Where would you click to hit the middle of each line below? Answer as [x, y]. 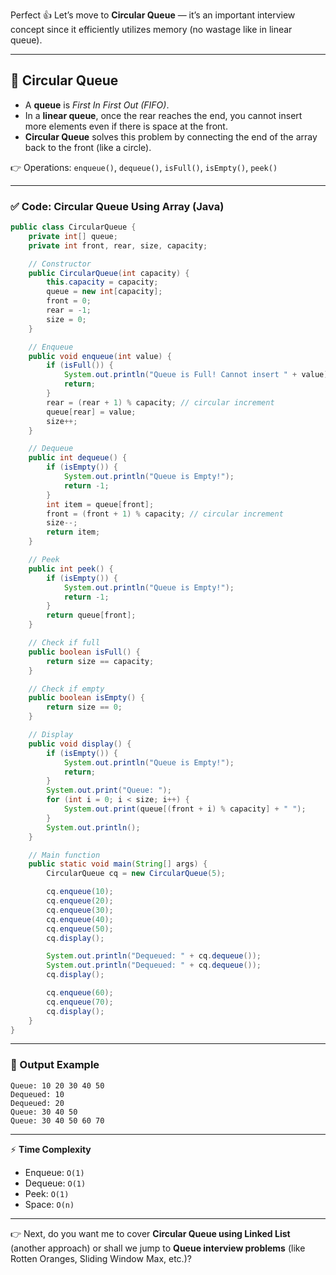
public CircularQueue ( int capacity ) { [109, 273]
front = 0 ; [69, 301]
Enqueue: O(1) [54, 1172]
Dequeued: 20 [37, 1103]
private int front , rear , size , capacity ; [118, 245]
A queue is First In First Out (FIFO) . [97, 105]
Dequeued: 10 [37, 1094]
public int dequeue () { [78, 458]
